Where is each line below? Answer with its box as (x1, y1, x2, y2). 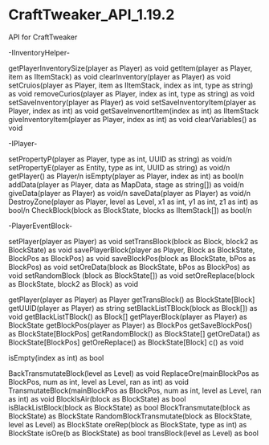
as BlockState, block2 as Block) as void (8, 279, 139, 288)
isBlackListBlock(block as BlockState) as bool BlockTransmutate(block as (8, 402, 251, 412)
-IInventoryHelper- (8, 47, 71, 57)
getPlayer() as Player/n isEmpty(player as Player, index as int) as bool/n (8, 171, 244, 181)
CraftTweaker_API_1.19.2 (8, 6, 175, 24)
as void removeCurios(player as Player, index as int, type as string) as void (8, 88, 255, 98)
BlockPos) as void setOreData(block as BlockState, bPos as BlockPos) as (8, 262, 251, 271)
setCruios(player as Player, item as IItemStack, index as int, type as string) (8, 80, 254, 90)
